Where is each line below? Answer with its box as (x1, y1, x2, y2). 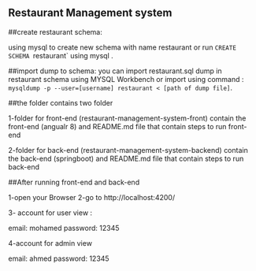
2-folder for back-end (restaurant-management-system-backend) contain (8, 145, 248, 154)
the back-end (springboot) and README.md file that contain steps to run (8, 154, 244, 163)
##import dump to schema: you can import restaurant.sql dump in (8, 66, 222, 76)
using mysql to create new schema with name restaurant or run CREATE (8, 43, 236, 52)
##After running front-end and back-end (8, 177, 140, 187)
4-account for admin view (8, 238, 93, 247)
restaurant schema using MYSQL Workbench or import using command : (8, 74, 244, 84)
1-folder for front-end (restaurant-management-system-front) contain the (8, 113, 247, 123)
